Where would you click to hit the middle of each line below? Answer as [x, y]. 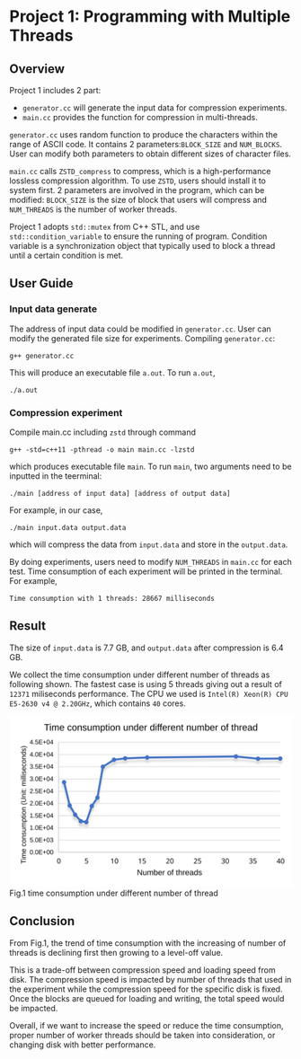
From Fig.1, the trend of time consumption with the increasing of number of [148, 943]
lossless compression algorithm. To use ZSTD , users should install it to [138, 181]
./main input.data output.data [68, 527]
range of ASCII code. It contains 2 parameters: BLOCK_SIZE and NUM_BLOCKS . [146, 144]
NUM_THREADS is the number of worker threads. [93, 209]
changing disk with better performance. [83, 1045]
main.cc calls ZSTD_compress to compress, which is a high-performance [140, 171]
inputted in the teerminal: [56, 476]
